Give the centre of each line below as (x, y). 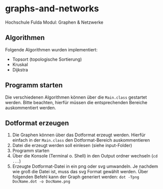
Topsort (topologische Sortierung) (47, 59)
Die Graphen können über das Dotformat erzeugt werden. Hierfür (79, 135)
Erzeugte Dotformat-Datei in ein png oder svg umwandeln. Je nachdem (85, 166)
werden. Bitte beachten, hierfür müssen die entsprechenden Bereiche (76, 102)
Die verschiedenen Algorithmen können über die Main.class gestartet (76, 97)
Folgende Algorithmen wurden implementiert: (51, 49)
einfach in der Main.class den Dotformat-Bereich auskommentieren (81, 140)
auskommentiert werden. (30, 108)
